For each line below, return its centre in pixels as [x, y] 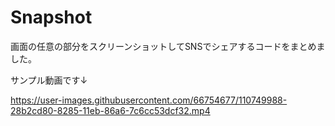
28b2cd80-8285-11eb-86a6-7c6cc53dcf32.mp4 [110, 110]
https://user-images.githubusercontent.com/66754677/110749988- [149, 100]
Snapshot [51, 17]
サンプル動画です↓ [49, 80]
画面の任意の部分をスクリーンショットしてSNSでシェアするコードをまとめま [168, 46]
